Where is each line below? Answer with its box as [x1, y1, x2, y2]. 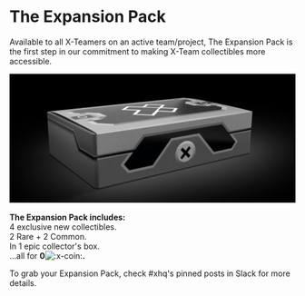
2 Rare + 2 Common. [9, 232, 87, 242]
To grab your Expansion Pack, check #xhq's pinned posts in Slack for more [9, 268, 290, 279]
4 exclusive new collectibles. [9, 222, 117, 232]
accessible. [9, 55, 53, 66]
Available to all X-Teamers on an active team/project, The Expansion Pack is [9, 36, 293, 47]
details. [9, 278, 37, 289]
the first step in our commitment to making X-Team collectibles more [9, 45, 266, 56]
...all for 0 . [9, 251, 86, 261]
